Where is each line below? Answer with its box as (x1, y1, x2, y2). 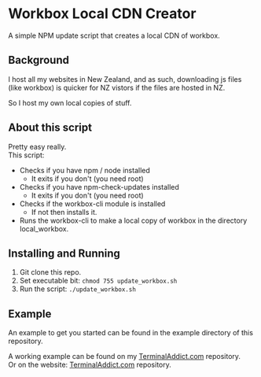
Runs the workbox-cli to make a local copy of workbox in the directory (19, 216, 248, 225)
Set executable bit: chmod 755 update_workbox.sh (19, 276, 178, 286)
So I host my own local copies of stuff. (8, 98, 132, 107)
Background (8, 54, 69, 67)
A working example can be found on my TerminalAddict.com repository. (8, 352, 241, 361)
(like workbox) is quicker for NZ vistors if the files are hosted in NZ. (8, 83, 226, 92)
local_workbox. (19, 224, 69, 233)
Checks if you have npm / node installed (19, 165, 151, 175)
